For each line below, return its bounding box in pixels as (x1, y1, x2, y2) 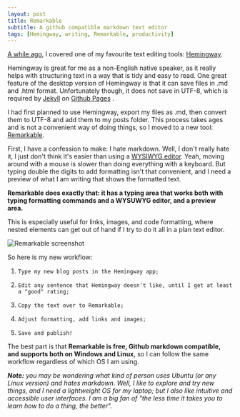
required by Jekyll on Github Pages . (7, 94, 114, 103)
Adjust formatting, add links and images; (17, 316, 146, 323)
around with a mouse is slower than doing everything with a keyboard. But (7, 160, 226, 169)
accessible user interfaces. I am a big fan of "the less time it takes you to (7, 394, 223, 403)
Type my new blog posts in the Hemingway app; (17, 268, 159, 276)
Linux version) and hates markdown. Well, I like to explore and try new (7, 379, 215, 388)
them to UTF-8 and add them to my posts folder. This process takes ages (7, 116, 224, 124)
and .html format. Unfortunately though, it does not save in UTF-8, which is (7, 86, 229, 95)
